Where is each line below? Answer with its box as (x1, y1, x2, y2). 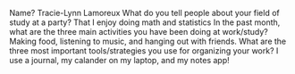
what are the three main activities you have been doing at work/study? (9, 27, 268, 37)
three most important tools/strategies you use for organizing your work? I (9, 45, 279, 56)
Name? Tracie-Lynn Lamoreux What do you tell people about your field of (9, 8, 280, 18)
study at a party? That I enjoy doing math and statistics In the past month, (9, 17, 281, 28)
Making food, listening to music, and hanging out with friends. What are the (9, 36, 287, 46)
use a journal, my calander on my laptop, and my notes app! (9, 55, 230, 65)
